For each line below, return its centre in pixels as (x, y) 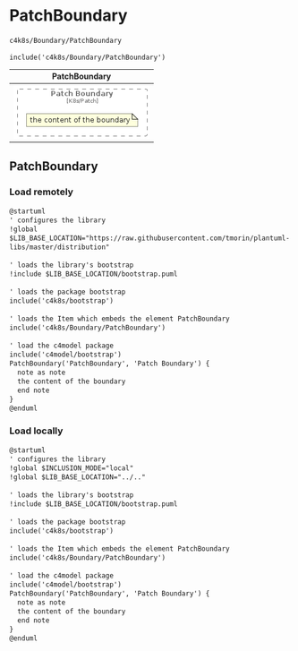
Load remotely (42, 192)
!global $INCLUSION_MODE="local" (72, 468)
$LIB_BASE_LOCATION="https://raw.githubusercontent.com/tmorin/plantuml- (150, 238)
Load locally (36, 431)
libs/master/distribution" (60, 247)
